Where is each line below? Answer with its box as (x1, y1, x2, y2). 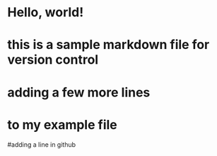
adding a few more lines (7, 84, 151, 100)
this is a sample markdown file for (7, 37, 210, 53)
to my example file (7, 116, 118, 133)
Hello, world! (7, 4, 84, 21)
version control (7, 52, 99, 68)
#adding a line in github (7, 140, 76, 149)
